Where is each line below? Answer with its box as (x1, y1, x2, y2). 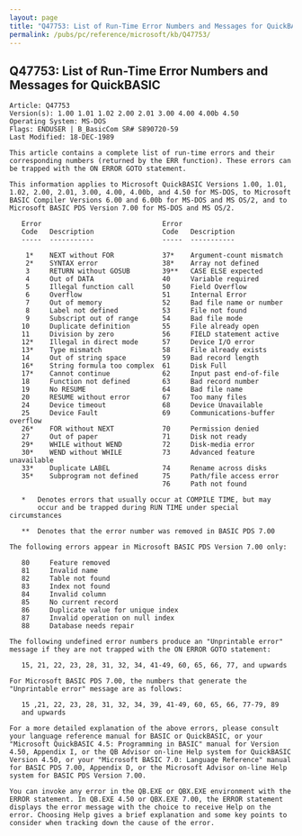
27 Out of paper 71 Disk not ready (21, 432, 247, 441)
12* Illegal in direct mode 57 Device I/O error (21, 338, 255, 347)
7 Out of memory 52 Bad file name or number (25, 298, 283, 307)
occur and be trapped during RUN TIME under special (37, 504, 240, 513)
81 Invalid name (21, 567, 99, 576)
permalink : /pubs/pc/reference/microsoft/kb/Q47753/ (9, 30, 211, 39)
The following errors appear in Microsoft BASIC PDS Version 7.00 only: (9, 542, 288, 552)
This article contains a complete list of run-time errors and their (9, 149, 276, 158)
